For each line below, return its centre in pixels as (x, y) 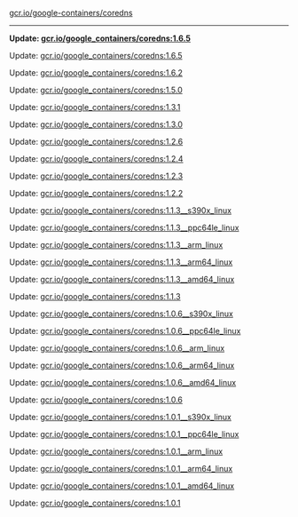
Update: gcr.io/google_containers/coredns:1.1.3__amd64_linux (122, 279)
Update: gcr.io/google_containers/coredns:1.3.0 (96, 124)
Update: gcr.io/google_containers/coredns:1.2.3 (96, 176)
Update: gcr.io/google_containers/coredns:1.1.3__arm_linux (116, 245)
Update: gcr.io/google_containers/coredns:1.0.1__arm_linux (116, 451)
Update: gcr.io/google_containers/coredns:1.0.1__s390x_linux (121, 417)
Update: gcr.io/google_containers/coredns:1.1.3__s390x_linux (121, 211)
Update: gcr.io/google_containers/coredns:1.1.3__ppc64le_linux (124, 227)
